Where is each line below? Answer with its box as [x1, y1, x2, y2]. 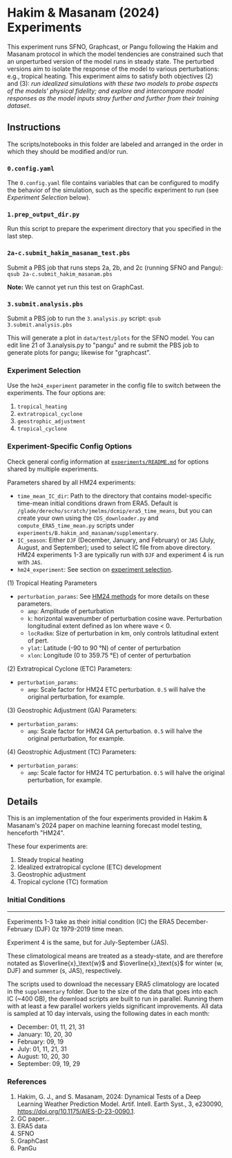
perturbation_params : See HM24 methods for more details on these [17, 592, 209, 600]
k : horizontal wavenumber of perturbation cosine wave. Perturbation [27, 614, 222, 622]
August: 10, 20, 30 [17, 1052, 70, 1060]
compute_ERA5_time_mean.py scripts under [17, 521, 135, 529]
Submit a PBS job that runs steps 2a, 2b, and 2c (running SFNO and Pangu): [7, 263, 223, 272]
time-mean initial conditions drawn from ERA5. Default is [17, 499, 178, 507]
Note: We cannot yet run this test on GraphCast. [7, 283, 145, 291]
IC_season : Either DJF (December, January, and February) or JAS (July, [17, 536, 215, 544]
